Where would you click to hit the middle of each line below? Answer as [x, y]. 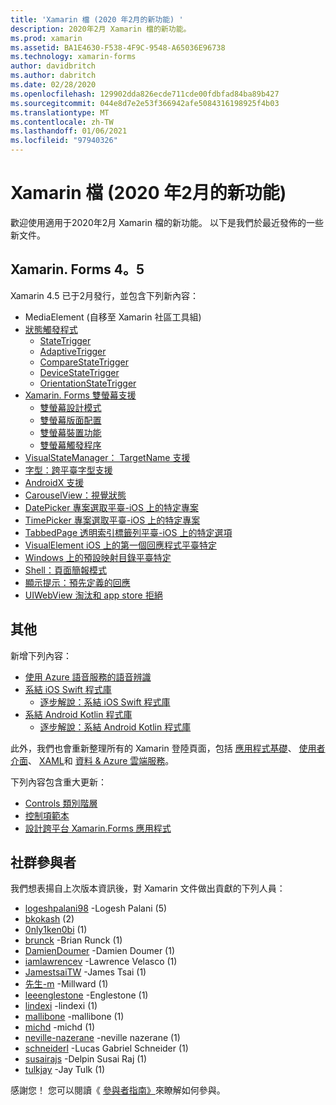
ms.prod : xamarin [46, 38]
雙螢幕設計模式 [70, 407]
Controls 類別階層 [61, 803]
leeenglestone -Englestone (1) [86, 995]
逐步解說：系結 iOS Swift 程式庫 [105, 702]
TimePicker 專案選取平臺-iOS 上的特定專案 [112, 520]
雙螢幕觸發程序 [70, 445]
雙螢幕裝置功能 [70, 432]
